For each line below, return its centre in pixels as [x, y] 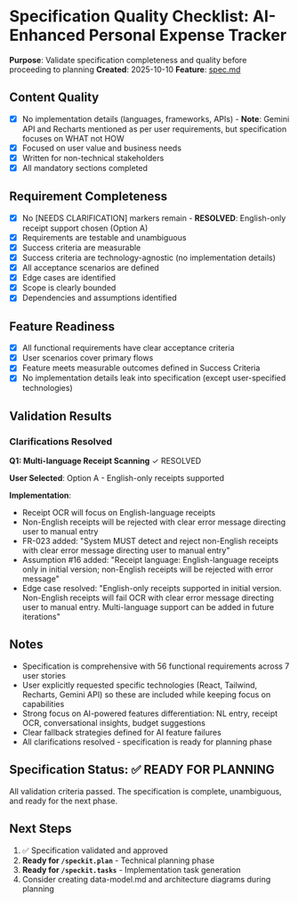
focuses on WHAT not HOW [73, 138]
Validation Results [60, 416]
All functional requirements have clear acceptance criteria [128, 348]
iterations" [41, 617]
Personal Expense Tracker [188, 35]
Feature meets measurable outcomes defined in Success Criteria [141, 368]
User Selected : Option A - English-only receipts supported [117, 478]
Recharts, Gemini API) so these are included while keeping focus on [146, 694]
